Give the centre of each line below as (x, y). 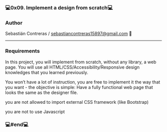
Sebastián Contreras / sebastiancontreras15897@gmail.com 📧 (69, 34)
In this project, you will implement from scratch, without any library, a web (81, 62)
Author (14, 23)
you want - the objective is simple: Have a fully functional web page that (79, 87)
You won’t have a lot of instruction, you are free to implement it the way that (83, 82)
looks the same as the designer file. (42, 92)
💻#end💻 (17, 125)
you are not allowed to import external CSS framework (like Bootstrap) (77, 102)
